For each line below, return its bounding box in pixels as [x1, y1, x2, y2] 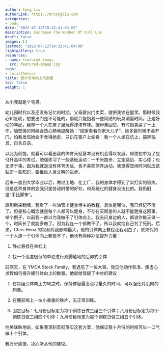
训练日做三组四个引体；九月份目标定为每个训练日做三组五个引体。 [12, 314, 146, 320]
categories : [5, 16, 29, 21]
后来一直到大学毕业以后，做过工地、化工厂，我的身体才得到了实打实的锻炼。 [5, 179, 160, 185]
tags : [5, 67, 16, 72]
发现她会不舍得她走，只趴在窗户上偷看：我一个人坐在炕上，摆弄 [22, 134, 151, 140]
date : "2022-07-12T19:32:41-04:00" [5, 26, 78, 30]
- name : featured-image [5, 57, 54, 62]
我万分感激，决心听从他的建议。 [5, 341, 70, 347]
